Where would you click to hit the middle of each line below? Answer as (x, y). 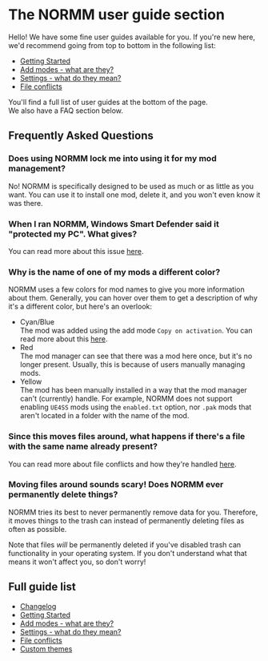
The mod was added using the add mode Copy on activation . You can (136, 331)
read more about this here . (64, 339)
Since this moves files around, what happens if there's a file (127, 437)
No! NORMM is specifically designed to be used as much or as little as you (131, 186)
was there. (26, 203)
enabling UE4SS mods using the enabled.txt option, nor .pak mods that (136, 407)
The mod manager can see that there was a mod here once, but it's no (136, 356)
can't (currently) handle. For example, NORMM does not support (126, 399)
